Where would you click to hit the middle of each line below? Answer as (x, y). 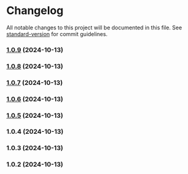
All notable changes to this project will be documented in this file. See (94, 27)
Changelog (35, 11)
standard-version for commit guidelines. (57, 34)
